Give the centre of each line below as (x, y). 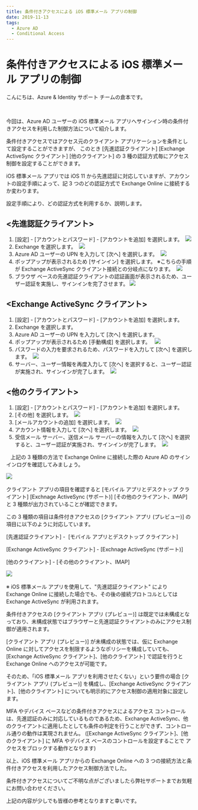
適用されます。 (34, 629)
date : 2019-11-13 (27, 17)
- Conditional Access (38, 34)
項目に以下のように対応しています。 (50, 524)
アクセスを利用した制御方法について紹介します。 (70, 129)
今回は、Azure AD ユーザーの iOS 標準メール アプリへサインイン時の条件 (95, 121)
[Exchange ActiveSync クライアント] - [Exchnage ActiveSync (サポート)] (95, 549)
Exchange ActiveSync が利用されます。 (54, 601)
